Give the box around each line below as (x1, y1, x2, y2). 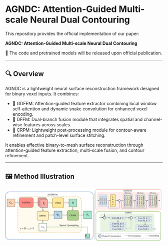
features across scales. (23, 121, 71, 128)
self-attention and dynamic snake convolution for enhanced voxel (12, 106, 147, 112)
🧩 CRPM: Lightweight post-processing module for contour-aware (12, 127, 146, 133)
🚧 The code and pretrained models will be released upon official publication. (5, 50, 162, 56)
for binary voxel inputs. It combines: (5, 91, 79, 97)
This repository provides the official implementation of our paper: (5, 30, 139, 36)
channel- (143, 116, 162, 122)
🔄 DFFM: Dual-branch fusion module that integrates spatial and (12, 116, 143, 122)
